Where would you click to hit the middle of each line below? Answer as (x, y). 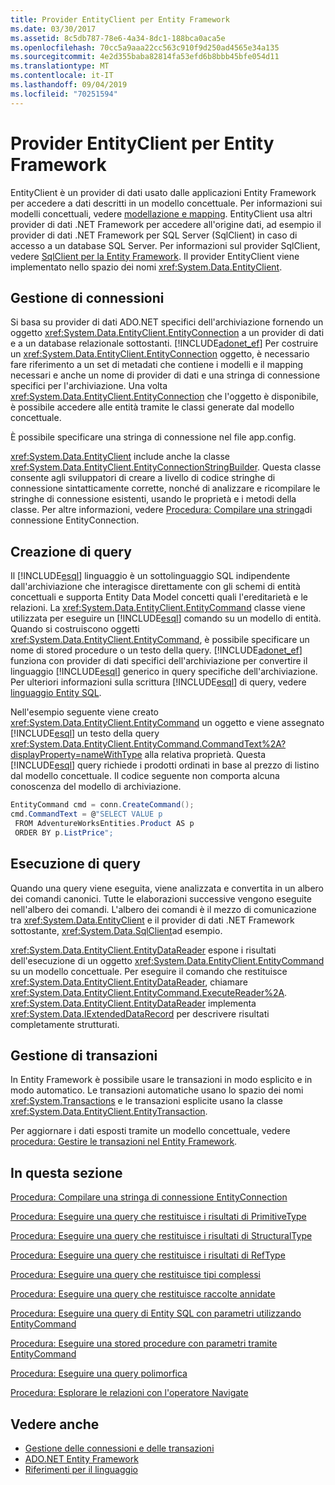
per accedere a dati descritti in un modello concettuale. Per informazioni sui (166, 203)
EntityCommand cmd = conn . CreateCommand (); (102, 805)
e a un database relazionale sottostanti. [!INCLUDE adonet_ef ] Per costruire (164, 343)
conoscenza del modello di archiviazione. (96, 787)
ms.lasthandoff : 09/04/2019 (69, 85)
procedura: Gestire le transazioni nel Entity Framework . (124, 1142)
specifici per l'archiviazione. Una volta (89, 386)
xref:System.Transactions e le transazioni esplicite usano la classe (146, 1101)
